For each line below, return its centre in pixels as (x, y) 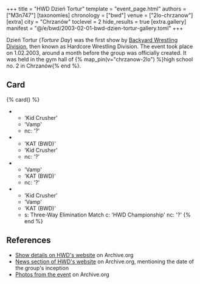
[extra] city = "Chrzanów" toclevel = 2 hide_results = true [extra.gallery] (96, 22)
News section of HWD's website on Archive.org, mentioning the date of (105, 261)
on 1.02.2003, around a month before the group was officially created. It (96, 53)
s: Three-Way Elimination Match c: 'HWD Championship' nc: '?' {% (108, 215)
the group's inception (42, 268)
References (29, 241)
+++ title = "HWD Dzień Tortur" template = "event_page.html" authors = (96, 9)
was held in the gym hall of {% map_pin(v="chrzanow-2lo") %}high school (100, 59)
